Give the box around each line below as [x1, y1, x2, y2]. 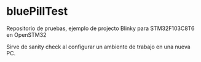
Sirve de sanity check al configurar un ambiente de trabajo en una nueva [6, 43, 191, 50]
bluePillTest [6, 4, 68, 18]
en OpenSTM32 [6, 31, 47, 38]
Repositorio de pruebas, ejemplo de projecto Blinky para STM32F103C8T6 [6, 25, 195, 32]
